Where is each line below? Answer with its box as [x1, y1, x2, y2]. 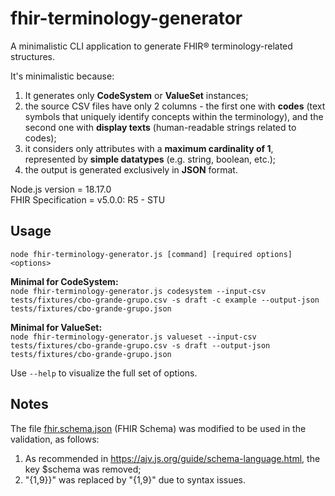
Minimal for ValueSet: [10, 321, 103, 333]
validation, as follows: [10, 433, 100, 445]
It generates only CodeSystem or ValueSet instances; [24, 89, 249, 101]
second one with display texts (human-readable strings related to [24, 121, 297, 133]
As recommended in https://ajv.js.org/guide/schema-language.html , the [24, 452, 321, 464]
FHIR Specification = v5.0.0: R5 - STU [10, 193, 166, 206]
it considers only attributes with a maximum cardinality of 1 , [24, 142, 274, 154]
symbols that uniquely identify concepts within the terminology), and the [24, 110, 324, 122]
